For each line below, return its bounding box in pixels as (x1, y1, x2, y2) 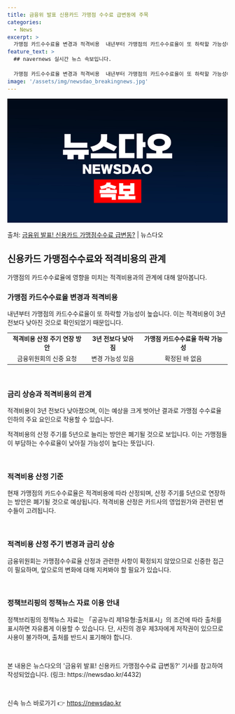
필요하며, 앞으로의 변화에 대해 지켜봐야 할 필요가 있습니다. (14, 565, 171, 574)
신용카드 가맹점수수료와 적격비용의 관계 (7, 253, 166, 265)
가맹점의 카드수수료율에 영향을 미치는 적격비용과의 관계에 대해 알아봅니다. (7, 273, 208, 281)
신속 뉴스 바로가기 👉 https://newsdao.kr (7, 699, 122, 707)
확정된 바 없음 (164, 354, 202, 363)
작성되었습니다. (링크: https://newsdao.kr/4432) (7, 670, 142, 678)
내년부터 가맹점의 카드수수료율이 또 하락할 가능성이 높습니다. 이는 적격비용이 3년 (7, 309, 226, 318)
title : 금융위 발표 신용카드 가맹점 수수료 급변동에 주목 (7, 11, 149, 18)
